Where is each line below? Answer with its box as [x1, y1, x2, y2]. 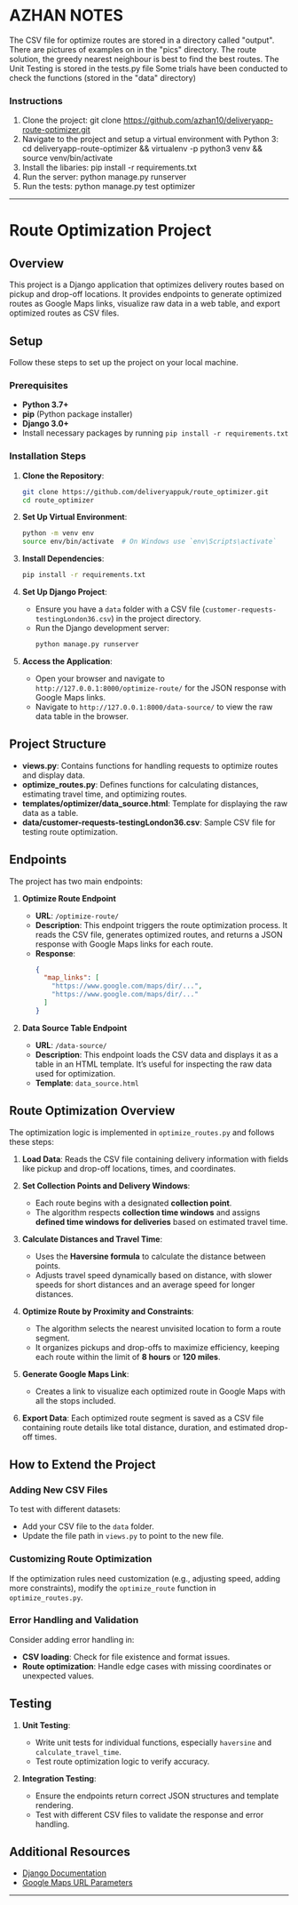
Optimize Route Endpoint [21, 892, 117, 903]
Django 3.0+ [21, 419, 69, 429]
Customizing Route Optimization [9, 1553, 153, 1565]
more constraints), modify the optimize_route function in [9, 1582, 216, 1593]
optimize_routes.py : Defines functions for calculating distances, [21, 779, 259, 789]
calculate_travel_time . [35, 1746, 122, 1757]
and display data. [21, 770, 86, 780]
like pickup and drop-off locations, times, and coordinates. [21, 1163, 237, 1173]
